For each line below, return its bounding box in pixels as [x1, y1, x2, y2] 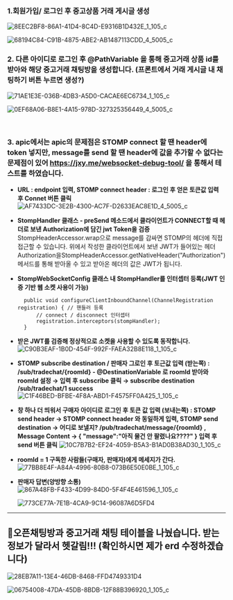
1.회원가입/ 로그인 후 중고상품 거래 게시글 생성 [7, 6, 150, 15]
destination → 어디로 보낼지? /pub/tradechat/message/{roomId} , [17, 423, 207, 431]
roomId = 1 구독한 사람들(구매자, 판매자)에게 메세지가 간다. [17, 455, 175, 463]
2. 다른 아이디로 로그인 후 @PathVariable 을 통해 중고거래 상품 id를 [7, 54, 219, 64]
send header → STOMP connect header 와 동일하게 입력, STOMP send [17, 415, 218, 423]
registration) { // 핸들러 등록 [17, 304, 104, 311]
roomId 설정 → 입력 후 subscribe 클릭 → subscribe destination [17, 376, 195, 385]
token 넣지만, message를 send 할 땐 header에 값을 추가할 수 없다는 [7, 147, 223, 157]
